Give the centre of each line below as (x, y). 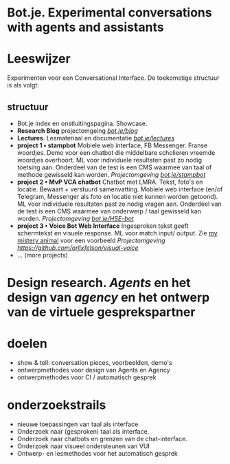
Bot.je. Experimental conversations (110, 13)
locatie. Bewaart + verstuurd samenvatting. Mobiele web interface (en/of (120, 189)
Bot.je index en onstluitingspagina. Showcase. (82, 123)
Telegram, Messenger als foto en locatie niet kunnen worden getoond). (117, 196)
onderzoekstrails (57, 405)
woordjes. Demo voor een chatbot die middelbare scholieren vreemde (116, 152)
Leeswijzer (39, 59)
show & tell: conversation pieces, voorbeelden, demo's (95, 363)
